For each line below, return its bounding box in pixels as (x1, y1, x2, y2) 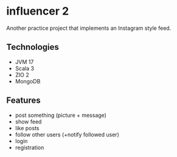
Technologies (6, 42, 60, 52)
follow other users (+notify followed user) (15, 131, 120, 138)
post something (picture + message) (15, 111, 106, 119)
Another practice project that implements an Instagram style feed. (6, 24, 172, 32)
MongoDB (15, 77, 41, 85)
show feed (15, 117, 42, 125)
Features (6, 96, 41, 106)
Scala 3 (15, 65, 35, 72)
